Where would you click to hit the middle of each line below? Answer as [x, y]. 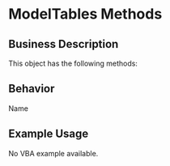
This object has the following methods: [73, 63]
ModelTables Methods [85, 14]
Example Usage [49, 134]
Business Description [64, 44]
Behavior [32, 89]
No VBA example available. [53, 153]
